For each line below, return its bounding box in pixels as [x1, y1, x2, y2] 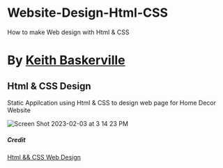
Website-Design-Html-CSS [7, 5, 169, 21]
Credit [7, 135, 26, 144]
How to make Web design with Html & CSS [7, 28, 130, 36]
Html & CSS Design [7, 80, 92, 92]
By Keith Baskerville [7, 52, 125, 68]
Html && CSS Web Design [7, 153, 82, 161]
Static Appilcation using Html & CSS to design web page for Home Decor [7, 98, 216, 107]
